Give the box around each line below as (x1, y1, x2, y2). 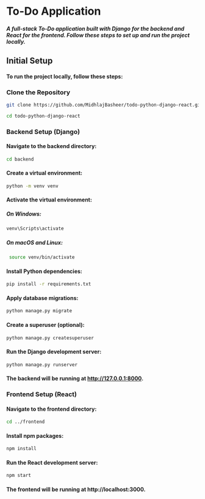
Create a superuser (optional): (6, 321, 85, 328)
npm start (6, 473, 32, 479)
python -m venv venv (6, 183, 59, 189)
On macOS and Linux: (6, 239, 63, 246)
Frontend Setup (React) (6, 390, 77, 399)
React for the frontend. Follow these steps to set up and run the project (6, 31, 190, 39)
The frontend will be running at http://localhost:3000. (6, 486, 146, 493)
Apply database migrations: (6, 294, 79, 301)
